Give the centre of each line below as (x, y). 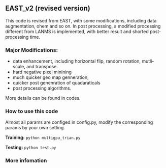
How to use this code (32, 111)
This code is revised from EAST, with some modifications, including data (81, 20)
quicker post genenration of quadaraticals (56, 83)
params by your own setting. (35, 128)
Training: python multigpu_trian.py (43, 137)
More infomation (26, 161)
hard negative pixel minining (42, 72)
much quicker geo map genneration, (51, 77)
